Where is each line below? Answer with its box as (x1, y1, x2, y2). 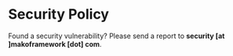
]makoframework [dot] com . (8, 39, 102, 48)
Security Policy (8, 5, 110, 23)
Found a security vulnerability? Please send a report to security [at (8, 31, 225, 40)
